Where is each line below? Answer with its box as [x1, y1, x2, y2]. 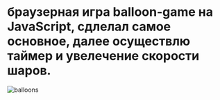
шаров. [7, 63, 51, 79]
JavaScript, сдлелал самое [7, 19, 171, 34]
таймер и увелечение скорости [7, 48, 200, 64]
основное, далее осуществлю [7, 34, 191, 49]
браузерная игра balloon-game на [7, 4, 214, 20]
